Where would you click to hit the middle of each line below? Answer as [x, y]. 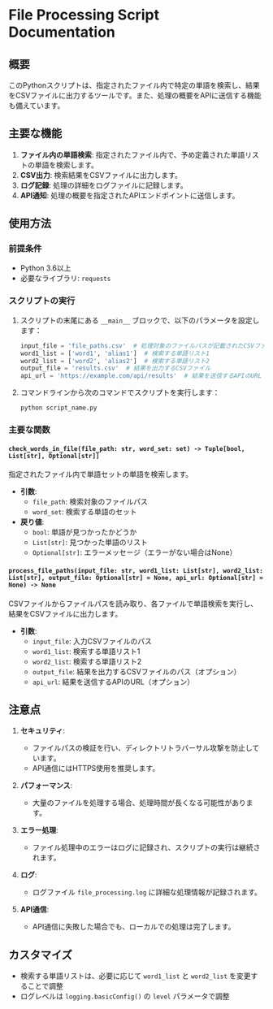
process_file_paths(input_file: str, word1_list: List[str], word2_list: [136, 570]
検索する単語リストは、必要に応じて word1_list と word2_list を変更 [135, 976]
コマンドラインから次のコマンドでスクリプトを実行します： [120, 392]
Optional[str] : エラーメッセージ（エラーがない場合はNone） [134, 552]
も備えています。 [37, 106]
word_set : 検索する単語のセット [84, 512]
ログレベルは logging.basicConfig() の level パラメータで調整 [125, 996]
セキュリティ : [43, 731]
